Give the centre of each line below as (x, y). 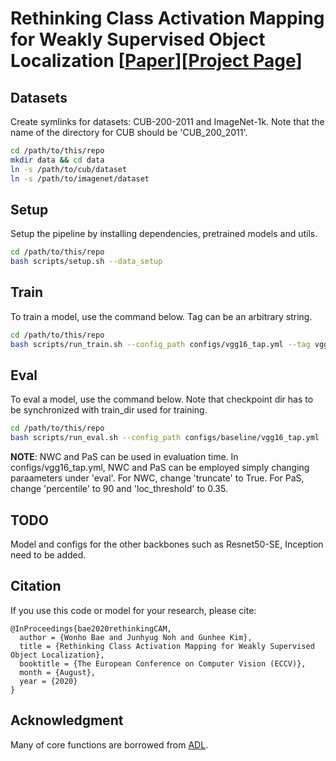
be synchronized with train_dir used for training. (109, 410)
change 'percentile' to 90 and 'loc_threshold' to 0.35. (119, 489)
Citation (36, 586)
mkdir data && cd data (57, 160)
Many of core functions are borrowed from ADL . (109, 744)
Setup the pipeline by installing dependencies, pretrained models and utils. (164, 234)
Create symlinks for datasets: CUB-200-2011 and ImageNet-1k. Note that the (167, 121)
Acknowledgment (67, 720)
